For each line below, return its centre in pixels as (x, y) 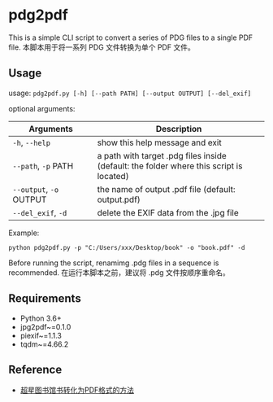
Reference (35, 369)
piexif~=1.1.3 (41, 335)
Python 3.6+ (41, 318)
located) (113, 176)
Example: (24, 233)
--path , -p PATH (43, 166)
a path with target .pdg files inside (162, 155)
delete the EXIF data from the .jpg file (168, 212)
